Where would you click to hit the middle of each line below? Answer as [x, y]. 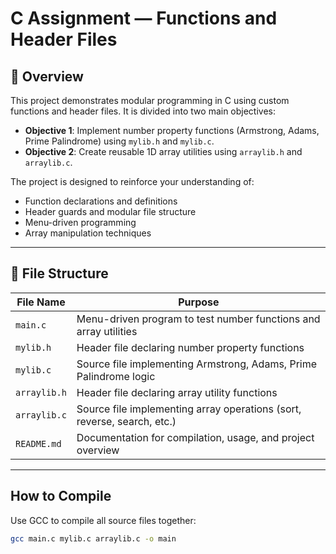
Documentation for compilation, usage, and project [195, 437]
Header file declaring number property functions [190, 347]
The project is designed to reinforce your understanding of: [132, 181]
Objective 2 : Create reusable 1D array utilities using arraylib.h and [163, 151]
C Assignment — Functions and [144, 18]
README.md [38, 443]
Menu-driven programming [80, 222]
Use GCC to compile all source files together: [103, 520]
